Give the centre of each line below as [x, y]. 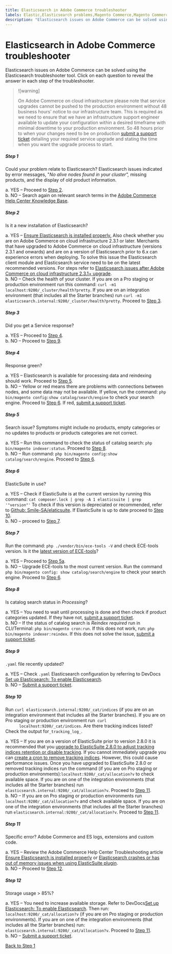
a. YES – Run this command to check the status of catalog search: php [79, 443]
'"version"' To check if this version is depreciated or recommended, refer [84, 505]
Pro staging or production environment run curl [56, 720]
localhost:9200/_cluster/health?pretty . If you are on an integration [78, 290]
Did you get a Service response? [40, 326]
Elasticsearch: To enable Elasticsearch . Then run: [57, 908]
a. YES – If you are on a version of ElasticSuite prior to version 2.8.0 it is [81, 741]
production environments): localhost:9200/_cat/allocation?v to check [80, 774]
